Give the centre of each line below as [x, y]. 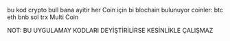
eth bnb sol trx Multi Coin [43, 17]
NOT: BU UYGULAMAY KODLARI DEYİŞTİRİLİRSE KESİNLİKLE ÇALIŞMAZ [110, 30]
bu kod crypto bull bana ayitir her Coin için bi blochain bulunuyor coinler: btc [115, 10]
